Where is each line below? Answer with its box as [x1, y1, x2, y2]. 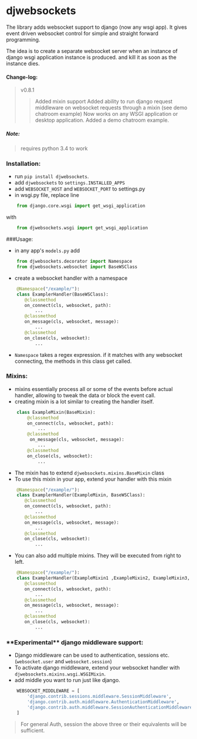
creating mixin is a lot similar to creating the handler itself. [14, 398, 154, 405]
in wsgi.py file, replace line [14, 192, 79, 199]
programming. [6, 36, 40, 43]
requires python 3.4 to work [20, 145, 88, 152]
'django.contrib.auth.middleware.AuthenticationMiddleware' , [27, 698, 180, 705]
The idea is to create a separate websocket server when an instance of [6, 47, 178, 54]
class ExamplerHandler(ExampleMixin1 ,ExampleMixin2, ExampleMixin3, [16, 575, 191, 581]
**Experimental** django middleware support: [6, 638, 144, 646]
